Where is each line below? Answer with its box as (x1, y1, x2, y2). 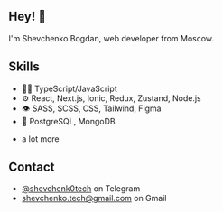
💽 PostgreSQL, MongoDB (21, 115, 116, 126)
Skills (8, 60, 40, 75)
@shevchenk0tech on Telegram (21, 183, 141, 194)
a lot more (21, 133, 60, 144)
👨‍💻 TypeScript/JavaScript (21, 83, 118, 94)
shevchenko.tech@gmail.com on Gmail (21, 193, 167, 204)
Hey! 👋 (8, 9, 47, 24)
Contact (8, 160, 55, 175)
